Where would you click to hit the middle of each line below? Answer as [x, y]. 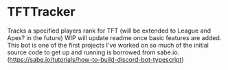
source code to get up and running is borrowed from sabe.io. [93, 52]
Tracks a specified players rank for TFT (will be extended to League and [109, 31]
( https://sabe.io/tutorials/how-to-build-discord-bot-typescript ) [95, 59]
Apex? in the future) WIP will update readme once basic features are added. [114, 37]
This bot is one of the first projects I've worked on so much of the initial [108, 45]
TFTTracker [41, 12]
